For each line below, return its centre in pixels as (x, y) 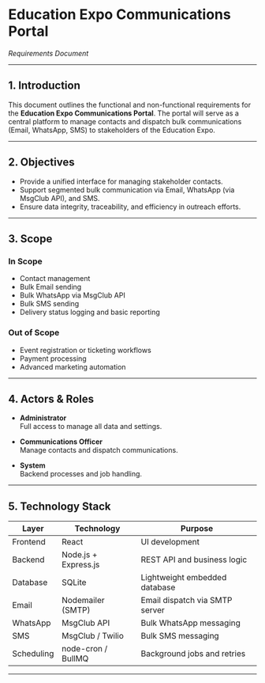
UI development (170, 542)
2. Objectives (41, 163)
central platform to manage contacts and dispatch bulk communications (125, 121)
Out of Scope (34, 332)
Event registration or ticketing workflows (85, 350)
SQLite (74, 582)
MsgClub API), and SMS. (60, 198)
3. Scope (30, 239)
